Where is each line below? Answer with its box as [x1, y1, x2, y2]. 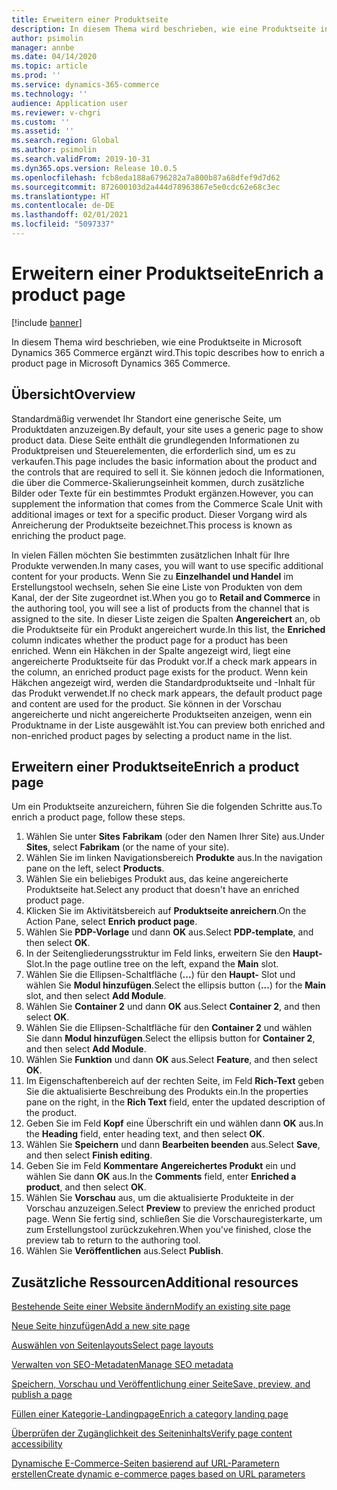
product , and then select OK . [25, 1181, 147, 1193]
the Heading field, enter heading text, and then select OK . [25, 1128, 266, 1140]
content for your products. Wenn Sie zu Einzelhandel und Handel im [11, 570, 294, 582]
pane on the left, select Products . [25, 862, 165, 875]
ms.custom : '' [11, 117, 71, 127]
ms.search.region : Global [11, 136, 119, 146]
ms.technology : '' [11, 89, 88, 99]
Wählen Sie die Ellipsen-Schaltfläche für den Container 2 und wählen [25, 1022, 313, 1034]
